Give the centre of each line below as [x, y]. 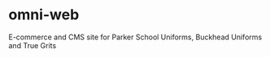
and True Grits [33, 45]
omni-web [44, 15]
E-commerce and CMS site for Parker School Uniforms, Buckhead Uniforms [135, 37]
